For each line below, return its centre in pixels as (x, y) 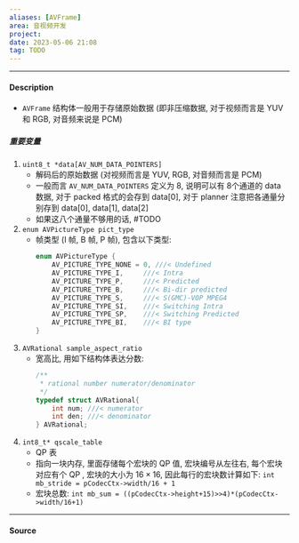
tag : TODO (28, 51)
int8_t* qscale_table (62, 443)
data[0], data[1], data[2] (105, 208)
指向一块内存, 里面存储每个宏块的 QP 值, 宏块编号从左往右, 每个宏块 (159, 464)
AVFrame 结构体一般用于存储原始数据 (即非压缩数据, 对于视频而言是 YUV (153, 108)
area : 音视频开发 (38, 26)
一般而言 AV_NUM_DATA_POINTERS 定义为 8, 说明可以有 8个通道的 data (158, 186)
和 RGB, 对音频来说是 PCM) (72, 119)
